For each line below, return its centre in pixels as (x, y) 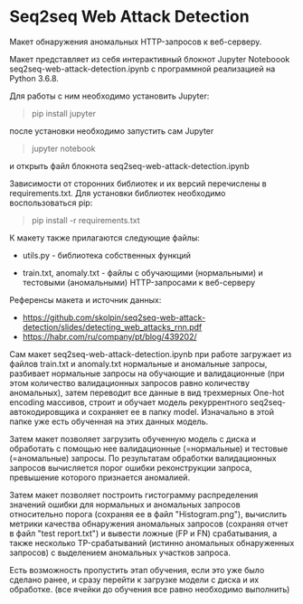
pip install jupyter (64, 113)
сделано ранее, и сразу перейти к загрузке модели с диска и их (134, 580)
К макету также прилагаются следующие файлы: (105, 238)
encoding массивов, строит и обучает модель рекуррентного (129, 402)
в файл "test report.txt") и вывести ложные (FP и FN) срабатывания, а (143, 533)
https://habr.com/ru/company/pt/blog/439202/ (109, 336)
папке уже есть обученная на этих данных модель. (109, 421)
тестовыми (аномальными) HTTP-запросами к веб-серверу (139, 282)
